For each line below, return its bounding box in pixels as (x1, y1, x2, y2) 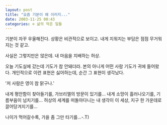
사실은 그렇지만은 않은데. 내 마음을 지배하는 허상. (5, 53, 101, 59)
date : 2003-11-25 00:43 (5, 17, 55, 22)
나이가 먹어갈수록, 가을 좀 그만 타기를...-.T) (5, 114, 90, 120)
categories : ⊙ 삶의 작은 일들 (5, 21, 62, 27)
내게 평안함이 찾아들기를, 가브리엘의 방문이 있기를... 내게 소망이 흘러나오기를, (5, 91, 155, 97)
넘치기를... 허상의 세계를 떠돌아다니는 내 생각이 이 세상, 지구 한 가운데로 (22, 97, 162, 103)
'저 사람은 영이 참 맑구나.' (5, 80, 54, 86)
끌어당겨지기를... (5, 103, 38, 109)
